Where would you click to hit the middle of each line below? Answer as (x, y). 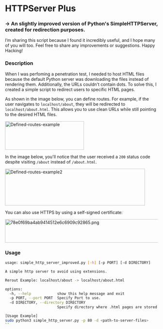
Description (19, 63)
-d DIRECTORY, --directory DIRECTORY (48, 303)
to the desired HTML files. (31, 114)
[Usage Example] (21, 316)
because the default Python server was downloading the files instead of (77, 79)
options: (14, 289)
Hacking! (14, 51)
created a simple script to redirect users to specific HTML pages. (70, 89)
